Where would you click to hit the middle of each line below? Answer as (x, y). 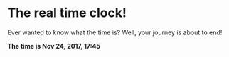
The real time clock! (67, 13)
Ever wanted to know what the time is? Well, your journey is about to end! (115, 32)
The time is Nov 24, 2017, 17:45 (54, 46)
